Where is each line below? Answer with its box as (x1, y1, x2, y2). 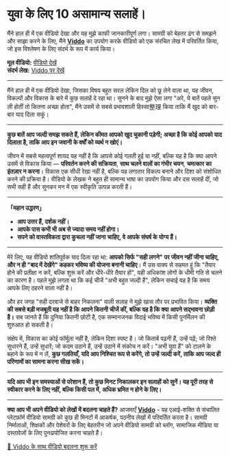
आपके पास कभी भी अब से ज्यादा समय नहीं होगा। (16, 225, 120, 233)
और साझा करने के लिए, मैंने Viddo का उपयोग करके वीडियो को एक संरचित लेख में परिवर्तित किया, (7, 37, 219, 45)
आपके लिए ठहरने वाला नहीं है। (7, 284, 73, 292)
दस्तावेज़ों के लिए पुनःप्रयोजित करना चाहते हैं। (7, 429, 103, 437)
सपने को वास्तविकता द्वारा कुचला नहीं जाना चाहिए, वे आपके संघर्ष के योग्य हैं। (16, 232, 177, 241)
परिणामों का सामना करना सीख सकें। (7, 357, 84, 365)
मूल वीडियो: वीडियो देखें (7, 58, 57, 67)
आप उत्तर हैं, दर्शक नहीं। (16, 217, 70, 226)
